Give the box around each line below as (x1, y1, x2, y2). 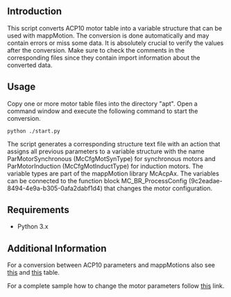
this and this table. (7, 269, 60, 277)
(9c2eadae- (188, 176, 223, 185)
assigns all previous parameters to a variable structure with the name (7, 147, 205, 155)
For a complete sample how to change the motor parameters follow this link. (7, 282, 225, 290)
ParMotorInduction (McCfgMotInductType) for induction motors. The (7, 162, 203, 170)
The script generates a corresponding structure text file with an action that (7, 139, 221, 148)
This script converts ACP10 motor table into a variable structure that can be (7, 24, 223, 32)
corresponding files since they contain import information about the (7, 53, 200, 62)
